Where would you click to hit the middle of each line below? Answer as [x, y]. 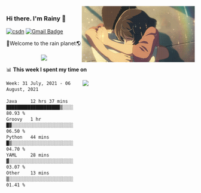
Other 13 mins [28, 173]
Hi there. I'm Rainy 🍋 [36, 19]
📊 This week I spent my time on [47, 70]
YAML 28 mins [28, 155]
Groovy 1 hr [24, 120]
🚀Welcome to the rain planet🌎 [44, 44]
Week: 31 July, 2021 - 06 [38, 84]
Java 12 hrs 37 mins [37, 102]
